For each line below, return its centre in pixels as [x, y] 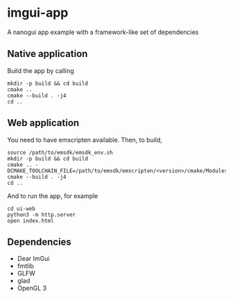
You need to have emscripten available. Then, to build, [85, 140]
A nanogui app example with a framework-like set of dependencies [103, 32]
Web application [43, 123]
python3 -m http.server [42, 215]
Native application [48, 54]
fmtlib [26, 266]
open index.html [31, 220]
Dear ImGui [33, 259]
